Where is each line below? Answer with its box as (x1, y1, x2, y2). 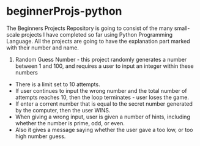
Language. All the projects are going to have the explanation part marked (6, 37, 190, 45)
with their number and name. (6, 44, 80, 51)
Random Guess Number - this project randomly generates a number (15, 56, 187, 63)
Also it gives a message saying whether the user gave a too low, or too (15, 126, 193, 133)
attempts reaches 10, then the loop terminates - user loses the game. (15, 93, 190, 101)
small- (174, 24, 190, 32)
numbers (15, 68, 39, 76)
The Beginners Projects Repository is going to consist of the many (6, 24, 173, 32)
